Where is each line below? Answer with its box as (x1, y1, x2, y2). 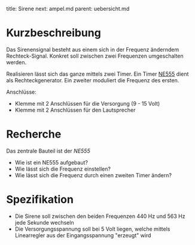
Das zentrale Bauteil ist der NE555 (6, 147, 91, 154)
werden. (6, 58, 27, 65)
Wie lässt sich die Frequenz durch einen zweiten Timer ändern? (14, 171, 172, 179)
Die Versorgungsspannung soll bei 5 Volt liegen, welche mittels (14, 225, 170, 232)
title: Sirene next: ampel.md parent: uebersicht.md (6, 5, 130, 12)
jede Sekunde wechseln (14, 219, 74, 226)
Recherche (6, 127, 62, 141)
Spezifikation (6, 193, 74, 207)
